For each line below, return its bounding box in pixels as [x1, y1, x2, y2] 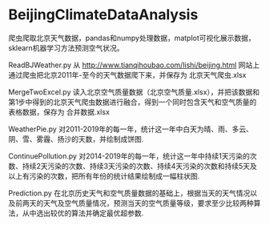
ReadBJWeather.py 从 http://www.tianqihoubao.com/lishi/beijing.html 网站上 [8, 60, 260, 70]
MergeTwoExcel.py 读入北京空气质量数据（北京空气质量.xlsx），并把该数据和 [8, 86, 260, 97]
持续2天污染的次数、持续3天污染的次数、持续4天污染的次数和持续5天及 [22, 161, 258, 171]
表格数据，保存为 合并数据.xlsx [8, 106, 110, 117]
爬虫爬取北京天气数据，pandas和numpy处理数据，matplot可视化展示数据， [8, 33, 256, 42]
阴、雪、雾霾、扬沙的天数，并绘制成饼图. [8, 134, 144, 143]
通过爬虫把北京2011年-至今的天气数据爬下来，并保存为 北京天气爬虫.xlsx [8, 70, 247, 79]
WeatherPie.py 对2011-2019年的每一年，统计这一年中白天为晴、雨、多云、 [8, 124, 254, 134]
